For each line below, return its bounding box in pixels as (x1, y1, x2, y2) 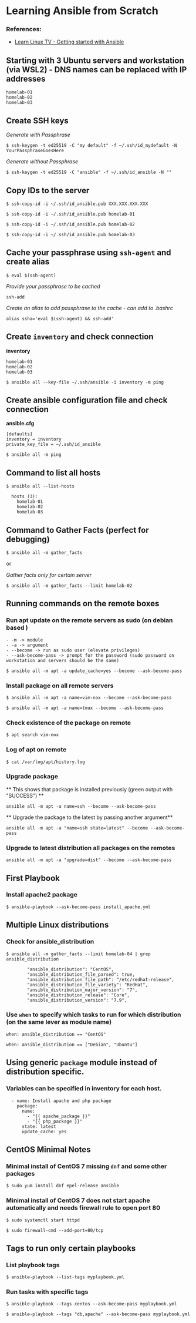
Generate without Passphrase (6, 158, 79, 165)
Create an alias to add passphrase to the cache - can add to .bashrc (6, 304, 173, 311)
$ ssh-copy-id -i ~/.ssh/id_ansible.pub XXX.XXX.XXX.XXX (6, 201, 148, 207)
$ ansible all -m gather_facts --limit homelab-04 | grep (6, 951, 151, 957)
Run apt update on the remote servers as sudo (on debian (6, 616, 173, 624)
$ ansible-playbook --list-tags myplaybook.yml (6, 1274, 125, 1280)
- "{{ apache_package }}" (27, 1113, 91, 1119)
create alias (6, 257, 50, 267)
